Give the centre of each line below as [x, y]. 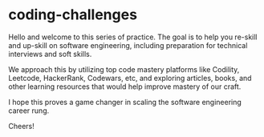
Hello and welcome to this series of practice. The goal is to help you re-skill [133, 37]
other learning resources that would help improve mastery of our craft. [125, 87]
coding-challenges [73, 15]
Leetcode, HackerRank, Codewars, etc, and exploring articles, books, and [130, 78]
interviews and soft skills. [50, 54]
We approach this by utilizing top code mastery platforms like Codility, [124, 69]
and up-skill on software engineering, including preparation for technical [128, 45]
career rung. [29, 111]
